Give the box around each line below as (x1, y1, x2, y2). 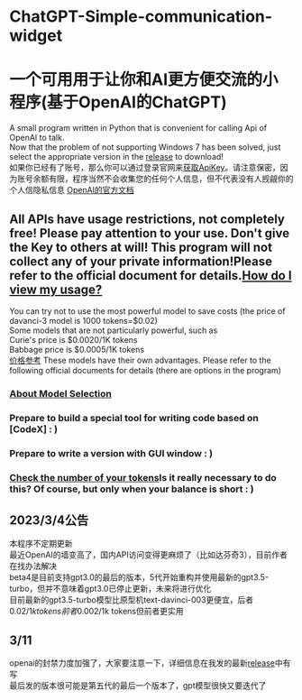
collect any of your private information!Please (9, 253, 273, 269)
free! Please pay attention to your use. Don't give (9, 226, 290, 241)
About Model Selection (9, 387, 113, 400)
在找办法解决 (9, 561, 57, 572)
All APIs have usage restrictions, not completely (9, 211, 286, 226)
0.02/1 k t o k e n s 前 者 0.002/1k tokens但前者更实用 (9, 606, 184, 617)
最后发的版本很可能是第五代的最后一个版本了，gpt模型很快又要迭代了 (9, 680, 267, 691)
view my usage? (9, 281, 103, 297)
